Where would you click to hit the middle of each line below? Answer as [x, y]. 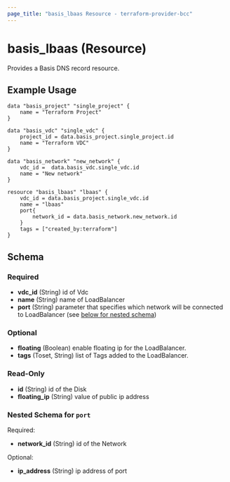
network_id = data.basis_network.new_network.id [105, 217]
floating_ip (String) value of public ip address [83, 396]
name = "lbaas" [42, 204]
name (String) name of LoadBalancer [71, 300]
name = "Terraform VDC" [55, 143]
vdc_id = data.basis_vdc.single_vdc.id [80, 168]
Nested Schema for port [49, 415]
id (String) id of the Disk [52, 389]
